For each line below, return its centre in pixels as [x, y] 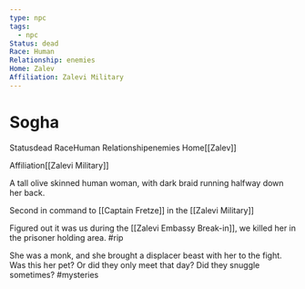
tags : [20, 26]
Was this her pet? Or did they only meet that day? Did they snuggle [135, 264]
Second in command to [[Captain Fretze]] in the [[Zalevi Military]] [132, 210]
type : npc [28, 18]
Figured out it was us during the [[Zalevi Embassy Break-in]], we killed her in [153, 228]
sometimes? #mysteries [54, 274]
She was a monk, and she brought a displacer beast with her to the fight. [146, 255]
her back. [27, 192]
